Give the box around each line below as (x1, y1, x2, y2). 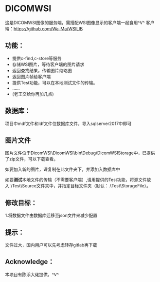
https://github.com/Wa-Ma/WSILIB (14, 25, 83, 32)
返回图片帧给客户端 (12, 74, 51, 80)
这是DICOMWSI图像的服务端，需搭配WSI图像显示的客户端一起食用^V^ (5, 20, 145, 25)
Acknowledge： (5, 258, 54, 266)
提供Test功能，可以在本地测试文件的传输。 (12, 80, 98, 85)
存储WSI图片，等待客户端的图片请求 (12, 61, 85, 67)
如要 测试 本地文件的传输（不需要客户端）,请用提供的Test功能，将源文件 (5, 177, 147, 183)
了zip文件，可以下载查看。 (5, 156, 58, 162)
